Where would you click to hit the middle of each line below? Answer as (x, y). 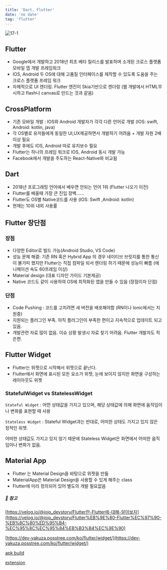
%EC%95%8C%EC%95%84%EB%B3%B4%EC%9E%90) (65, 528)
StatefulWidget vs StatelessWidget (49, 393)
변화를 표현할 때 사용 (30, 411)
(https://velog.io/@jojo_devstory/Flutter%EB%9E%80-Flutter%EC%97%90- (83, 517)
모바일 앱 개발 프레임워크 (36, 68)
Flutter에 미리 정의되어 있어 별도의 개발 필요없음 (59, 486)
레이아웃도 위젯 (27, 380)
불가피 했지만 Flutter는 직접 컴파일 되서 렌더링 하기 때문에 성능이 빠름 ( (86, 262)
